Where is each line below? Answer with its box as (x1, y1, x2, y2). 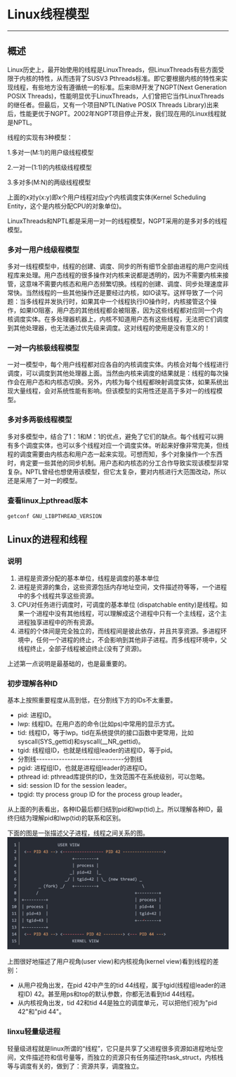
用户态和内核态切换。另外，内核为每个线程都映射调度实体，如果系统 (25, 378, 223, 386)
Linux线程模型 (7, 6, 90, 23)
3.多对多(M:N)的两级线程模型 (7, 177, 91, 187)
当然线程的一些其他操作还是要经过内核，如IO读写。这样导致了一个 (25, 289, 217, 297)
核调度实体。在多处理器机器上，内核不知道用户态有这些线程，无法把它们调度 (7, 315, 229, 324)
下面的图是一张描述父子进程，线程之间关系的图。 (7, 829, 149, 837)
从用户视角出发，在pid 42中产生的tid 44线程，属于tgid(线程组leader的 (17, 981, 221, 990)
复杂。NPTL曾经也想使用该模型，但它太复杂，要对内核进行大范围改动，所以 (7, 467, 227, 476)
